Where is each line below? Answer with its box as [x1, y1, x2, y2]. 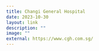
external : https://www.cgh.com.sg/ [6, 36, 94, 42]
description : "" [6, 25, 46, 31]
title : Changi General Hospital [6, 8, 85, 15]
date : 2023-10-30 [6, 14, 49, 20]
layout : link [6, 19, 38, 25]
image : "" [6, 30, 31, 36]
